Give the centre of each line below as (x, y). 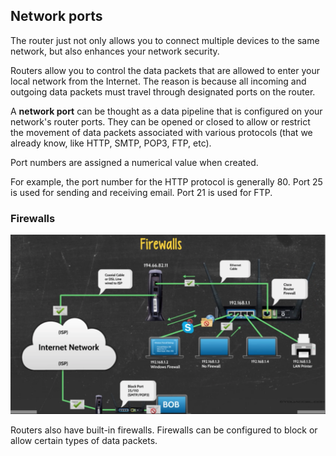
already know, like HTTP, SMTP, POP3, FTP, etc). (111, 143)
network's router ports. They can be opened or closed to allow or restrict (160, 121)
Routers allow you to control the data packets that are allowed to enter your (165, 70)
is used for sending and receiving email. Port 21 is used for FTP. (141, 192)
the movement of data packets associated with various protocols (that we (161, 132)
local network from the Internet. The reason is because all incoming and (158, 81)
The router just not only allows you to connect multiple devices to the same (165, 40)
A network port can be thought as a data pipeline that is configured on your (166, 111)
